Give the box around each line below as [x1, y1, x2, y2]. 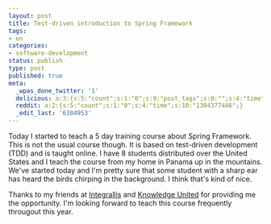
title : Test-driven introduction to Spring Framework [8, 19, 194, 27]
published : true [8, 72, 63, 80]
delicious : [15, 94, 52, 102]
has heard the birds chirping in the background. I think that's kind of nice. [8, 174, 252, 184]
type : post [8, 64, 45, 73]
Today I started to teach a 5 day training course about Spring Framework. [8, 131, 252, 141]
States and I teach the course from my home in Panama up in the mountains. [8, 157, 263, 166]
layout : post [8, 11, 52, 20]
